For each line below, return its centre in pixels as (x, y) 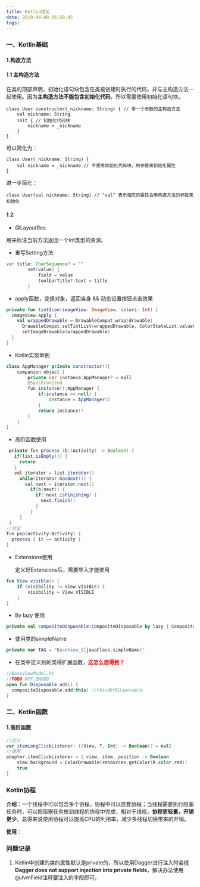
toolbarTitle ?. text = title (73, 281)
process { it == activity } (46, 539)
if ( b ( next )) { (48, 489)
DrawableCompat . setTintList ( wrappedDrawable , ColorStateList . (101, 326)
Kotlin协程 (21, 790)
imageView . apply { (35, 315)
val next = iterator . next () (60, 484)
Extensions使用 (33, 557)
